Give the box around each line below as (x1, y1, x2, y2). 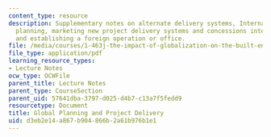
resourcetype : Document (8, 102, 89, 110)
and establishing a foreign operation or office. (15, 34, 186, 43)
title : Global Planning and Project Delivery (8, 110, 164, 118)
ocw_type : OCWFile (8, 72, 70, 80)
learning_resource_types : (8, 57, 95, 65)
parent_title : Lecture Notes (8, 79, 106, 87)
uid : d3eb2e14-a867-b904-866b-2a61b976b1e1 (8, 117, 157, 125)
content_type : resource (8, 11, 89, 20)
